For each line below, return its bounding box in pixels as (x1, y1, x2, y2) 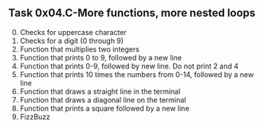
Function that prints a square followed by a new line (19, 103, 190, 113)
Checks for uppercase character (19, 27, 128, 37)
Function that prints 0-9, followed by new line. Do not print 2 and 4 (19, 61, 239, 71)
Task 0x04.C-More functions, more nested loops (8, 6, 256, 20)
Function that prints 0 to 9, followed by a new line (19, 52, 182, 62)
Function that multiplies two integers (19, 44, 139, 54)
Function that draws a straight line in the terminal (19, 87, 181, 96)
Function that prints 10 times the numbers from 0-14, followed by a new (19, 69, 254, 79)
